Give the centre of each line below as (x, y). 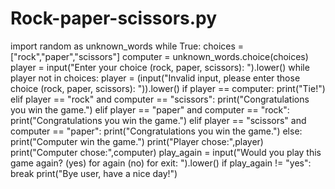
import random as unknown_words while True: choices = (127, 46)
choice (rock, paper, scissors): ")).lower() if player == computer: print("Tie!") (168, 88)
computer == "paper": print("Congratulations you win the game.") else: (156, 131)
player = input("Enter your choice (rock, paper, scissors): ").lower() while (160, 67)
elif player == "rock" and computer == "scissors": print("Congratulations (160, 99)
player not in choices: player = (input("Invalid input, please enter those (155, 78)
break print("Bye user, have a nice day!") (94, 173)
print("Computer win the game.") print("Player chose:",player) (137, 141)
